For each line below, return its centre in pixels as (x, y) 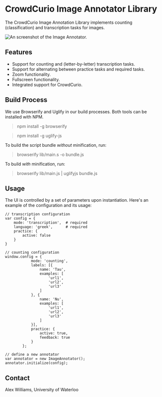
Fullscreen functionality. (36, 79)
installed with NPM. (24, 117)
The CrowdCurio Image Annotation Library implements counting (69, 22)
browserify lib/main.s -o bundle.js (50, 155)
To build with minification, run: (35, 164)
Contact (17, 378)
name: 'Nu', (52, 299)
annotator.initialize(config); (37, 363)
